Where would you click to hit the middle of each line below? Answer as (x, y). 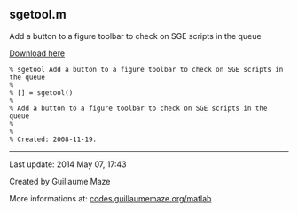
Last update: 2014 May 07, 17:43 (68, 164)
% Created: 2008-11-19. (53, 139)
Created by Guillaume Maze (60, 181)
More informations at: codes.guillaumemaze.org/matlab (110, 198)
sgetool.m (38, 15)
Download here (37, 53)
